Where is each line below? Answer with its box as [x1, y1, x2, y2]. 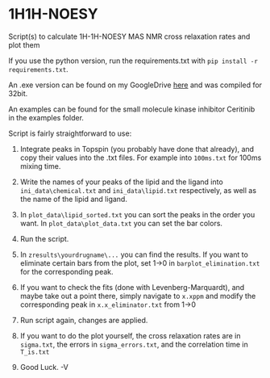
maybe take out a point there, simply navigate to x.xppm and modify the [19, 291, 256, 300]
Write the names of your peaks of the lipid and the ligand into [19, 177, 223, 187]
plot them [8, 40, 40, 49]
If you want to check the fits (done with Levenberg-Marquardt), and [19, 282, 245, 292]
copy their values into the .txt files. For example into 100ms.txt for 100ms [19, 153, 262, 162]
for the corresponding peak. [19, 267, 114, 276]
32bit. [8, 88, 28, 98]
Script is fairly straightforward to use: [8, 128, 132, 138]
